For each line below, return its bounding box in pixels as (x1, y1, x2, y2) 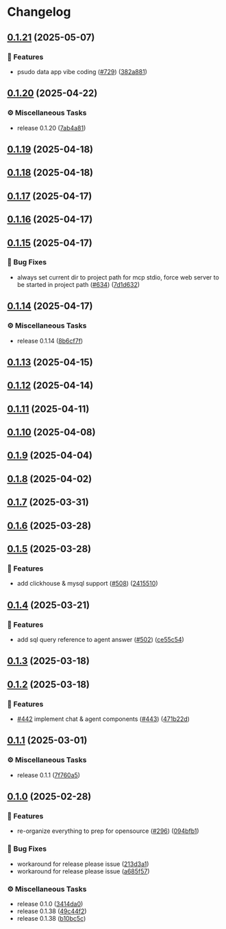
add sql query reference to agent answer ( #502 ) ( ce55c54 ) (16, 636, 185, 643)
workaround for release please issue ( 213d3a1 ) (16, 860, 149, 868)
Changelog (7, 4, 71, 20)
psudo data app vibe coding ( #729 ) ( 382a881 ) (16, 67, 147, 76)
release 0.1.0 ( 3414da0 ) (16, 900, 84, 908)
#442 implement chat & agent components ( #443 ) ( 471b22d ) (16, 715, 190, 723)
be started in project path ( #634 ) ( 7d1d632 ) (16, 280, 140, 288)
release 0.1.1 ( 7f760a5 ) (16, 770, 81, 779)
